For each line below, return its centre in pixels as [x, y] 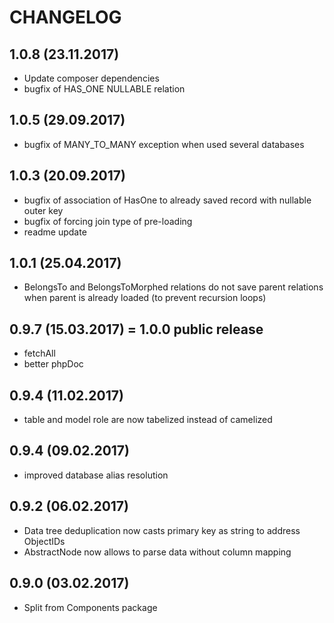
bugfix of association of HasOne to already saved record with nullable [167, 200]
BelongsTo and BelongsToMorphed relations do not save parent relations [173, 287]
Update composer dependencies [91, 78]
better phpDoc [53, 364]
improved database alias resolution [96, 475]
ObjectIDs [44, 541]
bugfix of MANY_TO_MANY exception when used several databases [164, 144]
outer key [43, 210]
